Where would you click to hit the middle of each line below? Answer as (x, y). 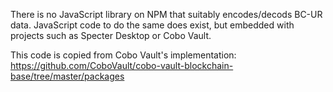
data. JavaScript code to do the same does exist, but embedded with (152, 25)
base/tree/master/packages (67, 76)
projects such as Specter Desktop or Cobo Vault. (111, 35)
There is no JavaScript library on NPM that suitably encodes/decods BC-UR (166, 14)
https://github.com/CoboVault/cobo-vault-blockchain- (122, 65)
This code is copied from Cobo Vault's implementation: (123, 55)
